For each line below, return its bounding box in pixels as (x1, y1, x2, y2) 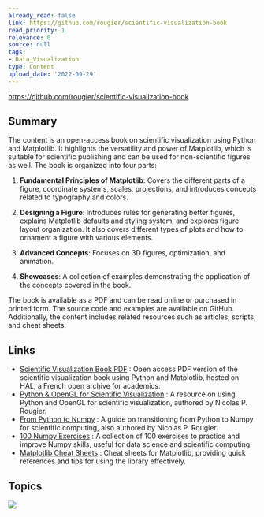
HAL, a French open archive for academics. (19, 381, 161, 391)
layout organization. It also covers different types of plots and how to (19, 225, 244, 234)
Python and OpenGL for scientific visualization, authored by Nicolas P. (19, 398, 248, 407)
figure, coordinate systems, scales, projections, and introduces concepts (19, 184, 257, 194)
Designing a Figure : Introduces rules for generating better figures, (19, 208, 236, 218)
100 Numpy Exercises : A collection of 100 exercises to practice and (19, 431, 240, 441)
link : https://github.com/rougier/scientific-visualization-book (8, 19, 227, 27)
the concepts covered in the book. (19, 281, 132, 290)
